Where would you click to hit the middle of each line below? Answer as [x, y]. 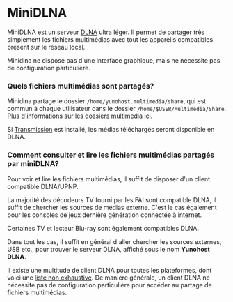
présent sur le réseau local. [46, 47]
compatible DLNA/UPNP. [43, 186]
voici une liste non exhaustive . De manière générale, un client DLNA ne [109, 278]
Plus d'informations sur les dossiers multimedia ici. [80, 116]
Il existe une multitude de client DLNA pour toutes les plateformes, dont [110, 270]
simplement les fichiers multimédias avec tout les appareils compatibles [110, 39]
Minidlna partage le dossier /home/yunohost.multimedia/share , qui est [107, 101]
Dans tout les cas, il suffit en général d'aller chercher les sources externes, [114, 241]
